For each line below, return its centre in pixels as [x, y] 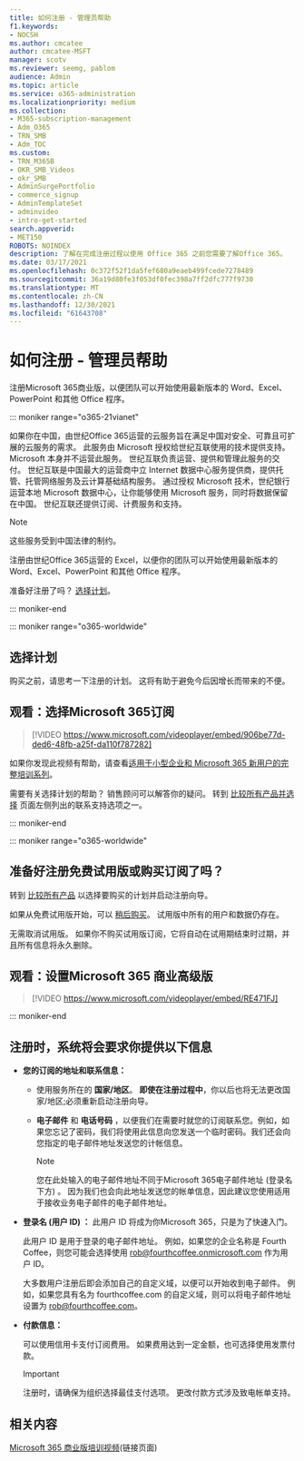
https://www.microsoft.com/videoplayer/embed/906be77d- [174, 734]
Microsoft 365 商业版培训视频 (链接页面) [83, 1447]
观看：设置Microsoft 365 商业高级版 [111, 976]
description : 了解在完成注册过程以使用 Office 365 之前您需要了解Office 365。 [148, 254]
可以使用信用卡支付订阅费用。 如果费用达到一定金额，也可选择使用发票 [155, 1345]
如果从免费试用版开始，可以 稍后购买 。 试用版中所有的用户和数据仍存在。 [147, 914]
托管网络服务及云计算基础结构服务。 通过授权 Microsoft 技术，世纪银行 [157, 481]
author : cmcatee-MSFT [50, 52]
